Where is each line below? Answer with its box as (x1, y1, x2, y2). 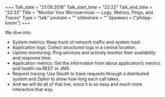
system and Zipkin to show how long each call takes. (12, 76, 120, 82)
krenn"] (5, 20, 21, 26)
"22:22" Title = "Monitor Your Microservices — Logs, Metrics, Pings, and (5, 9, 153, 15)
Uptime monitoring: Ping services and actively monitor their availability (12, 49, 156, 55)
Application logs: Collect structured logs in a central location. (12, 45, 137, 50)
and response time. (12, 55, 52, 61)
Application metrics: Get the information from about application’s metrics (12, 60, 161, 66)
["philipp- (133, 15, 153, 20)
